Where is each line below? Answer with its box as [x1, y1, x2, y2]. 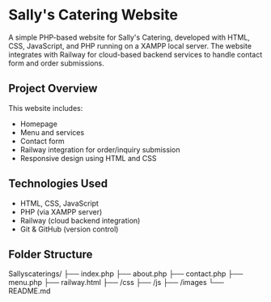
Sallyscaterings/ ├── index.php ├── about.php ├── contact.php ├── [8, 269, 243, 279]
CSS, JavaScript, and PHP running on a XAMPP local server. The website [8, 40, 252, 50]
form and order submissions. [8, 58, 105, 68]
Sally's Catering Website [8, 6, 178, 24]
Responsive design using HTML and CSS [19, 153, 157, 163]
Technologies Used [8, 177, 108, 191]
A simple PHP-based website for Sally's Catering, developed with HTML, [8, 32, 251, 42]
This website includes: [8, 103, 83, 113]
